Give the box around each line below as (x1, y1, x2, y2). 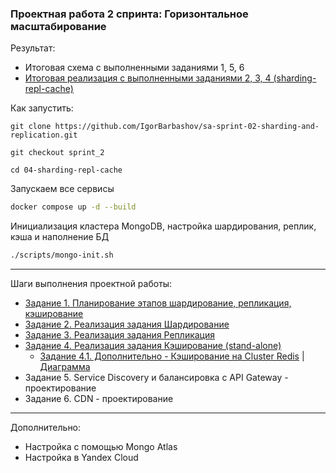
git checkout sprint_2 (10, 148, 105, 158)
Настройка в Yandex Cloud (24, 452, 139, 464)
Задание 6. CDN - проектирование (24, 393, 174, 405)
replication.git (10, 130, 78, 141)
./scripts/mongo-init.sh (10, 250, 114, 261)
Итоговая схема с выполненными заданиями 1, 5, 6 (24, 62, 245, 74)
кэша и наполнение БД (10, 231, 110, 243)
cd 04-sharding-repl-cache (10, 165, 123, 176)
